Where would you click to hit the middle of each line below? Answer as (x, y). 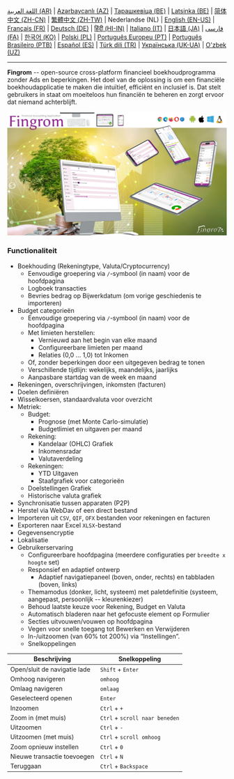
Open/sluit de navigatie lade (50, 669)
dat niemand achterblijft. (42, 102)
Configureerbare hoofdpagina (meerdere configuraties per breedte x (127, 555)
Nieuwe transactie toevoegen (52, 756)
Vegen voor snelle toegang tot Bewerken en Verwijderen (109, 628)
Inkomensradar (60, 451)
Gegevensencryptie (46, 532)
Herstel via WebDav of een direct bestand (77, 510)
